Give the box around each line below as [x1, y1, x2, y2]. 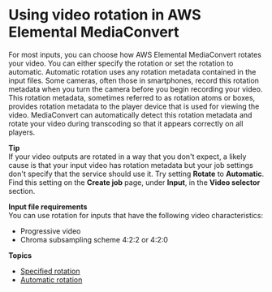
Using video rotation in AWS [8, 6, 201, 24]
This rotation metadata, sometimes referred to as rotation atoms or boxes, [8, 92, 256, 102]
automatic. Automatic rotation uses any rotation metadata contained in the [8, 67, 257, 76]
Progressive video [19, 225, 81, 236]
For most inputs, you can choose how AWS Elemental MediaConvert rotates [8, 49, 262, 59]
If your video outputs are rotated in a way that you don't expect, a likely [8, 152, 247, 161]
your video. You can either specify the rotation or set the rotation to [8, 58, 234, 68]
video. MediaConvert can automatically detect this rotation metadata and [8, 109, 253, 119]
